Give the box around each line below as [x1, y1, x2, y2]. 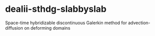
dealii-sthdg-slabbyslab [5, 3, 106, 15]
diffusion [5, 25, 23, 31]
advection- [128, 20, 151, 26]
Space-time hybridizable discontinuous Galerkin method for [5, 20, 127, 26]
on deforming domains [24, 25, 71, 31]
